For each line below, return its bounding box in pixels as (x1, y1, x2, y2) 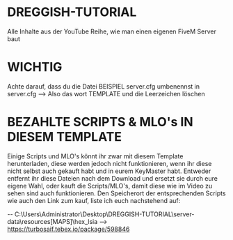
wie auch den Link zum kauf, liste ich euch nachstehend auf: (7, 196, 181, 204)
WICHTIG (7, 59, 63, 75)
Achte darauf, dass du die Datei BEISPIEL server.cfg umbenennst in (7, 82, 200, 91)
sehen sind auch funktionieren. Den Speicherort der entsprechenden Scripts (7, 189, 226, 197)
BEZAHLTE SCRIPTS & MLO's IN (7, 114, 193, 130)
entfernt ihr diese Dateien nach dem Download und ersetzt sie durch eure (7, 174, 218, 182)
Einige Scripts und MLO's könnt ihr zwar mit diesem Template (7, 151, 184, 160)
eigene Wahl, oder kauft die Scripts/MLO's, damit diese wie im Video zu (7, 181, 213, 190)
